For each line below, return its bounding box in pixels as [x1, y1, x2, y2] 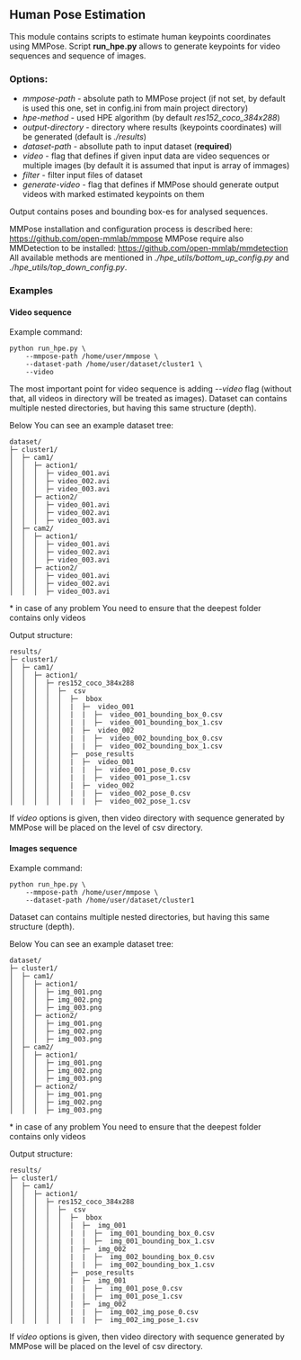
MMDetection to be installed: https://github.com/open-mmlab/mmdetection [9, 243, 288, 254]
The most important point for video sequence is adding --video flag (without [9, 383, 292, 394]
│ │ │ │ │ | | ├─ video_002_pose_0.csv [9, 789, 191, 798]
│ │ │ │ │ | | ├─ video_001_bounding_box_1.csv [9, 718, 223, 727]
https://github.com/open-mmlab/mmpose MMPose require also [9, 233, 244, 244]
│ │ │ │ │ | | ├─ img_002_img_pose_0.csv [9, 1308, 199, 1317]
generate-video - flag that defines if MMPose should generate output [22, 179, 279, 190]
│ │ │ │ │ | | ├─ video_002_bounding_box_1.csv [9, 742, 223, 751]
